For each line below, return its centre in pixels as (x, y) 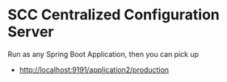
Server (31, 32)
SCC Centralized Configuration (113, 15)
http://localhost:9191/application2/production (94, 69)
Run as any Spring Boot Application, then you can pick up (103, 54)
